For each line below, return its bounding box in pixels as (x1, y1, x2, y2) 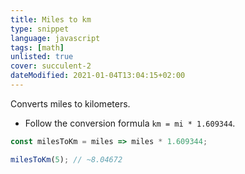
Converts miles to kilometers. (10, 97, 131, 110)
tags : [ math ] (10, 42, 65, 53)
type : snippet (10, 24, 70, 34)
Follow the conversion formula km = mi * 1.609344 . (24, 117, 236, 129)
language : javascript (10, 33, 101, 43)
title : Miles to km (10, 14, 92, 25)
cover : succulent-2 (10, 61, 92, 71)
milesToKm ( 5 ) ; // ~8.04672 (10, 154, 123, 165)
